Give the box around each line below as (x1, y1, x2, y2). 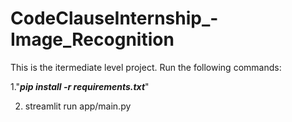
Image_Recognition (10, 28, 175, 51)
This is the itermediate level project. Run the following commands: (10, 61, 282, 73)
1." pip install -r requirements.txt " (10, 80, 150, 92)
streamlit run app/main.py (24, 100, 132, 112)
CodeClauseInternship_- (10, 7, 219, 30)
